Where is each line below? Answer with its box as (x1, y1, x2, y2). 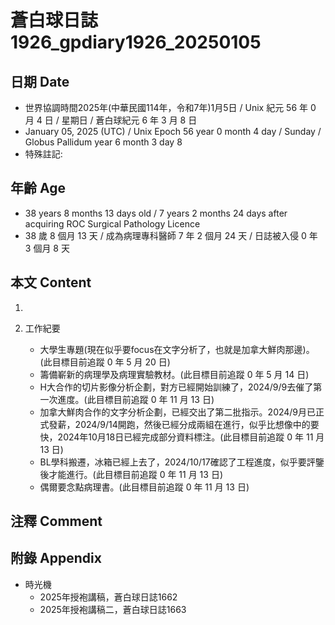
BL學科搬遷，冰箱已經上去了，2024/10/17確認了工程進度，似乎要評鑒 (39, 456, 325, 468)
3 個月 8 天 (24, 242, 70, 254)
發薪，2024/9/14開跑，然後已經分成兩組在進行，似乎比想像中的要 (48, 418, 320, 430)
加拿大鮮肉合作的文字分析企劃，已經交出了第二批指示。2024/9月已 (39, 406, 317, 418)
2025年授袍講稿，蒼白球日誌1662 (39, 591, 178, 603)
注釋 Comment (10, 513, 103, 530)
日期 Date (10, 73, 70, 90)
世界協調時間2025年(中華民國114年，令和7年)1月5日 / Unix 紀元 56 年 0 (24, 102, 317, 113)
